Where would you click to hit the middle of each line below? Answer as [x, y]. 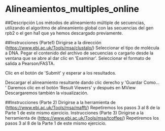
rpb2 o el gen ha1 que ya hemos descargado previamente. [64, 33]
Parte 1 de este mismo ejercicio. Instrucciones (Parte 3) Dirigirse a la [74, 113]
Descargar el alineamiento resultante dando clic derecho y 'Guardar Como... [82, 82]
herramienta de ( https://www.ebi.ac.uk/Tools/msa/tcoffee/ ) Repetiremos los [82, 118]
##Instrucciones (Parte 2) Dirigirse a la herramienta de [60, 102]
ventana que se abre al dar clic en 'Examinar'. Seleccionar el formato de [78, 58]
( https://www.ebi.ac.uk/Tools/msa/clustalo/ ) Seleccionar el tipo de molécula [82, 48]
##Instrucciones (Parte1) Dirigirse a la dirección [53, 42]
